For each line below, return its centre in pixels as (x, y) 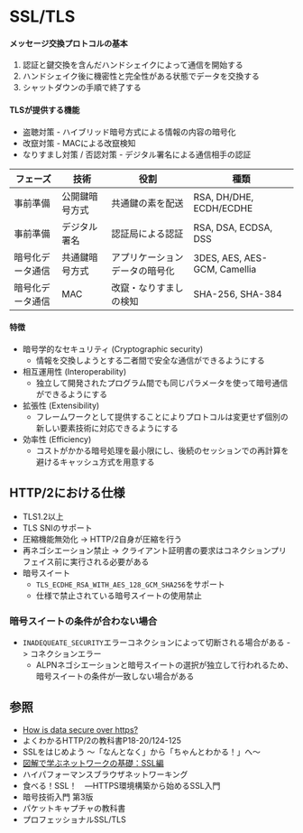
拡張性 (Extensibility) (61, 405)
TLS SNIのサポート (57, 528)
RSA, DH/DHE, (224, 197)
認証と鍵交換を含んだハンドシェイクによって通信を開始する (133, 65)
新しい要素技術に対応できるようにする (107, 428)
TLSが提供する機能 (45, 109)
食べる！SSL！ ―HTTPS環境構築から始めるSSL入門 (121, 785)
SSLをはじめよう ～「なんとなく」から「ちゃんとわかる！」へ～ (142, 752)
